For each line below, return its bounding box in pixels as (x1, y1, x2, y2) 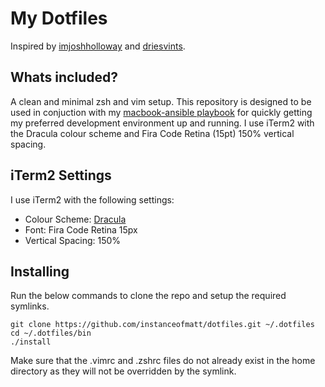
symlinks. (10, 300, 50, 312)
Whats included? (10, 69, 118, 86)
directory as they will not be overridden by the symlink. (10, 365, 237, 377)
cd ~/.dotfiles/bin (10, 328, 92, 339)
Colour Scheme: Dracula (24, 213, 127, 225)
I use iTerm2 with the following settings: (10, 193, 175, 206)
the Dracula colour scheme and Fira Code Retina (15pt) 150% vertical (10, 127, 295, 139)
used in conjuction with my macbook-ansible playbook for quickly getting (10, 106, 313, 118)
